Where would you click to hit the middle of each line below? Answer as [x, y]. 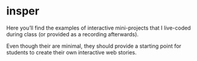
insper [23, 11]
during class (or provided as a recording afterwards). [72, 34]
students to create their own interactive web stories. [71, 52]
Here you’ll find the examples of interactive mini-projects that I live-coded [99, 28]
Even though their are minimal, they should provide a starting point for [94, 46]
